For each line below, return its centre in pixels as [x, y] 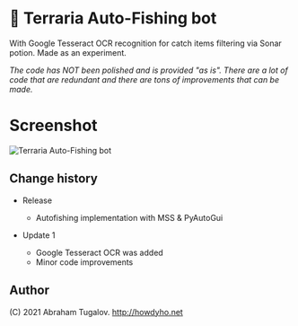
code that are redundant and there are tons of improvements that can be [145, 79]
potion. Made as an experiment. [68, 52]
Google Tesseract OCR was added [99, 252]
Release [37, 200]
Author [29, 291]
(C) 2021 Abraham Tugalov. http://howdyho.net [96, 312]
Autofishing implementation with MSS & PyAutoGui [129, 217]
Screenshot [53, 126]
